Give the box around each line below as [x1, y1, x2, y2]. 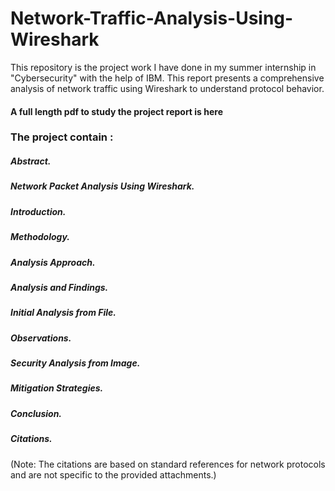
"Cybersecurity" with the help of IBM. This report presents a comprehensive [10, 72, 325, 84]
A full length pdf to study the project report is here [10, 105, 224, 117]
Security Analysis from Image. [10, 357, 141, 369]
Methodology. [10, 231, 70, 243]
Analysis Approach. [10, 256, 96, 268]
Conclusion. [10, 407, 63, 419]
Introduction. [10, 205, 67, 217]
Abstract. [10, 155, 52, 167]
